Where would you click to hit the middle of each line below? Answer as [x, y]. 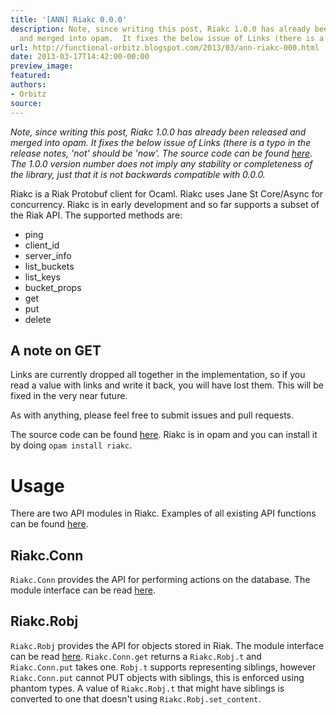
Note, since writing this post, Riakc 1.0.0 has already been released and [158, 132]
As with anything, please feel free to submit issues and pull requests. [152, 415]
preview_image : [42, 66]
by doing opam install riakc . [71, 445]
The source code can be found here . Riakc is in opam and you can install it [164, 435]
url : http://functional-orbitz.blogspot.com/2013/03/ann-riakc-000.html [165, 47]
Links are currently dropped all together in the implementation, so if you [158, 375]
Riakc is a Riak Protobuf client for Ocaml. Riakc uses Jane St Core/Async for [167, 193]
